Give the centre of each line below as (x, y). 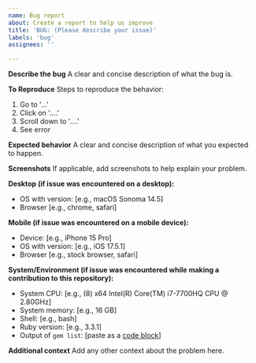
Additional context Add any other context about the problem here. (116, 350)
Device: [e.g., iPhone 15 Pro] (65, 238)
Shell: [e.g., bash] (48, 319)
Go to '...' (34, 105)
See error (35, 130)
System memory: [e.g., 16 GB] (68, 310)
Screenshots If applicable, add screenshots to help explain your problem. (128, 169)
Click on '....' (39, 113)
